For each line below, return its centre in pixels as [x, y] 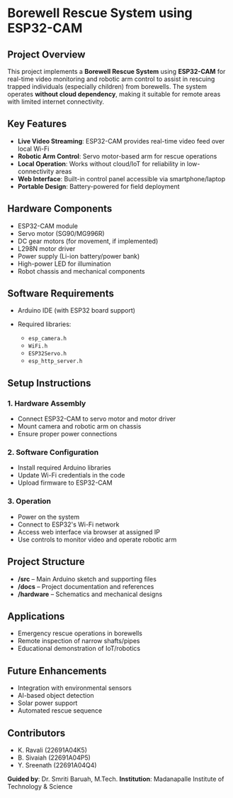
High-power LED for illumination [64, 264]
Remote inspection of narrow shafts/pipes [79, 641]
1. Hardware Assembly [47, 403]
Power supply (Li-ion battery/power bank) [79, 256]
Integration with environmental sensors [75, 688]
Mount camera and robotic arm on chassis [79, 426]
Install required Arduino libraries [64, 468]
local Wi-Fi [33, 149]
